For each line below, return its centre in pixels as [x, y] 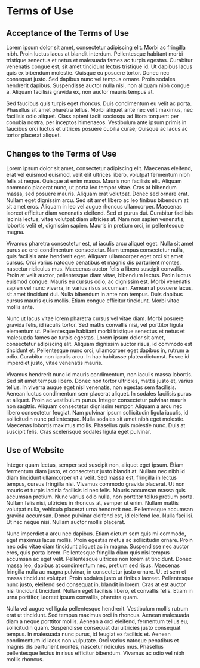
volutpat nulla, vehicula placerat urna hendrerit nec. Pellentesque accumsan [100, 509]
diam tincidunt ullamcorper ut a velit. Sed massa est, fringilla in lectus [92, 477]
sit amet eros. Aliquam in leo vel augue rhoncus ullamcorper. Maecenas [94, 206]
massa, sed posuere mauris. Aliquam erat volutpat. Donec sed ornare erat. [98, 194]
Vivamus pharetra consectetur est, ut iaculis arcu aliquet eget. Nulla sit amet [100, 243]
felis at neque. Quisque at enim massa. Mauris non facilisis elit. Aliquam [94, 181]
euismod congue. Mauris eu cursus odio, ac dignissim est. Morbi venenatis [99, 281]
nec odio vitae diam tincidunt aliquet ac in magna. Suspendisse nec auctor [98, 546]
